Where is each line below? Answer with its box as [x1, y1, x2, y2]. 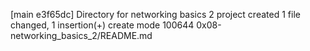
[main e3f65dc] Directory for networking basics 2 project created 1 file [10, 9, 301, 20]
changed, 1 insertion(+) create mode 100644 [10, 19, 195, 31]
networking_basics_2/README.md [10, 30, 153, 41]
